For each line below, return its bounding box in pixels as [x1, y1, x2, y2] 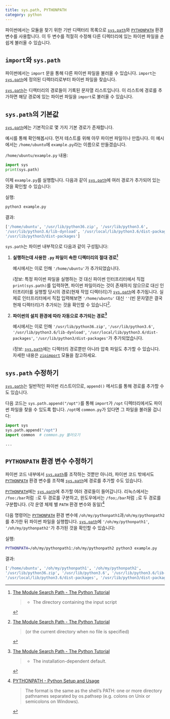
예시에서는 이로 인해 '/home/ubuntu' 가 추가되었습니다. [12, 265, 120, 272]
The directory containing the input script [32, 599, 117, 605]
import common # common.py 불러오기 [5, 432, 81, 437]
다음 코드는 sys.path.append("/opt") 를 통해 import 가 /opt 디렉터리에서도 [5, 400, 153, 406]
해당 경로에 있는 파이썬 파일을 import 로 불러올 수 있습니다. [18, 93, 134, 100]
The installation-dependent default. [32, 658, 107, 664]
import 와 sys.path [5, 55, 61, 64]
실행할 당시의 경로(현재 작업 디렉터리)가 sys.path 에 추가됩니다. [34, 289, 158, 295]
